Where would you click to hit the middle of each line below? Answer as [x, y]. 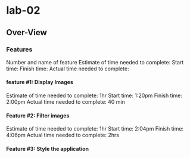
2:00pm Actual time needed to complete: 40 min [66, 102]
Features [19, 49]
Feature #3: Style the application [48, 148]
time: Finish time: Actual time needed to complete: [68, 69]
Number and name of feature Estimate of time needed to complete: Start [95, 62]
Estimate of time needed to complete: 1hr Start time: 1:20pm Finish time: [94, 95]
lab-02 [23, 10]
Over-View [27, 32]
